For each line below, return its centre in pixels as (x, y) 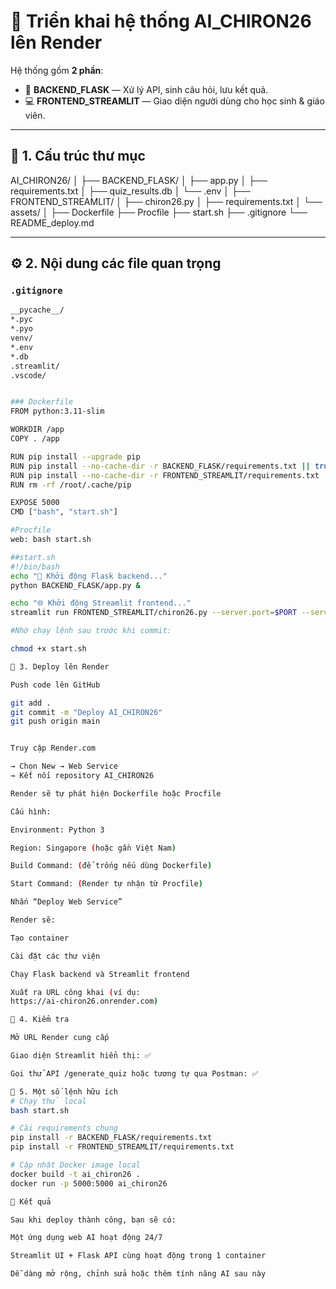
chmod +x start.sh (48, 649)
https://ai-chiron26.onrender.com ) (84, 1001)
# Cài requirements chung (64, 1128)
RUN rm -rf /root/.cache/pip (71, 485)
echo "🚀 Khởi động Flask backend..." (89, 576)
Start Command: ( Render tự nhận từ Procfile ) (106, 884)
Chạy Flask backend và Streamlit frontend (100, 974)
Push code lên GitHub (55, 685)
